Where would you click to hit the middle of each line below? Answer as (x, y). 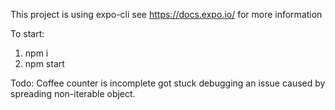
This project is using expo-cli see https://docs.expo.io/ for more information (166, 14)
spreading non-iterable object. (73, 93)
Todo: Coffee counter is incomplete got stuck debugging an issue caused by (168, 83)
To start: (27, 33)
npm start (44, 63)
